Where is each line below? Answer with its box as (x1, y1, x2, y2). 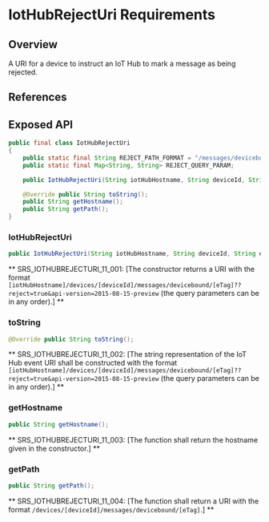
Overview (8, 38, 58, 51)
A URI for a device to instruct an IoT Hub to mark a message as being (8, 59, 236, 68)
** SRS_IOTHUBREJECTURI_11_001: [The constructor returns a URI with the (8, 265, 255, 274)
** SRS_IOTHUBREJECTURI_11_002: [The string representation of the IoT (8, 350, 247, 359)
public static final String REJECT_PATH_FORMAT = (22, 154, 192, 162)
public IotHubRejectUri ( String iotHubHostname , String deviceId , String (8, 250, 256, 258)
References (8, 91, 67, 104)
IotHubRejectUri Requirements (8, 6, 216, 24)
